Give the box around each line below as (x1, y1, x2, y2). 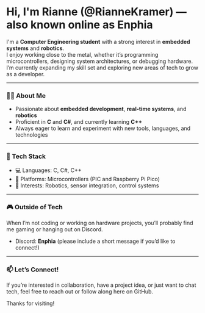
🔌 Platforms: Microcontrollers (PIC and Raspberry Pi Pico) (15, 175, 160, 182)
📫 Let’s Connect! (6, 265, 59, 273)
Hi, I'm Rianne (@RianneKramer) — (6, 5, 187, 19)
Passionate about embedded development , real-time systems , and (15, 106, 187, 113)
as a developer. (6, 70, 45, 77)
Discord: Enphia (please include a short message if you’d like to (15, 237, 176, 245)
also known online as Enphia (6, 18, 154, 32)
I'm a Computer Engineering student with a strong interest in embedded (6, 38, 190, 45)
